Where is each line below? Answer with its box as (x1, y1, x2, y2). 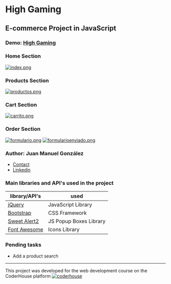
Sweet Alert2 (8, 218, 39, 225)
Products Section (5, 77, 49, 84)
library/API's (10, 192, 41, 200)
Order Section (5, 126, 41, 133)
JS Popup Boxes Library (48, 218, 106, 225)
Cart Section (5, 101, 37, 108)
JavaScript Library (48, 201, 93, 208)
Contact (12, 161, 30, 167)
